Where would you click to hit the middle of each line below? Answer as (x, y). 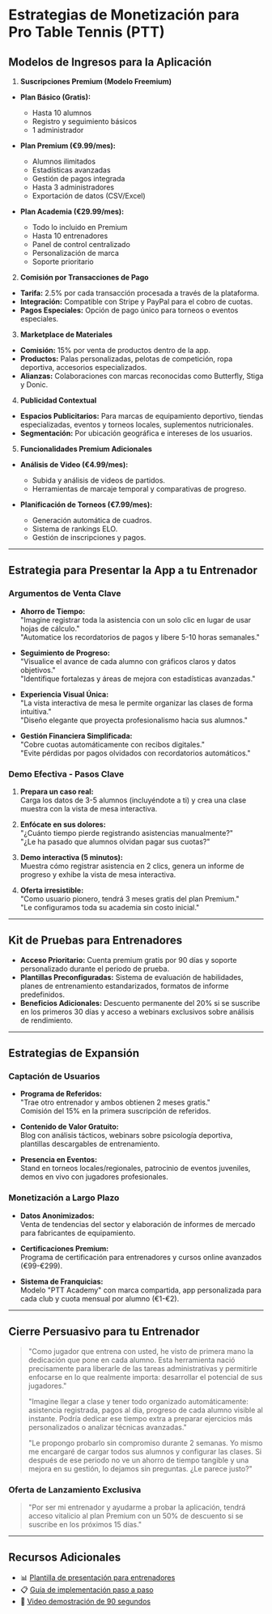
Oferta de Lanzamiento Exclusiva (75, 1489)
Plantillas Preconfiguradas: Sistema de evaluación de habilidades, (132, 977)
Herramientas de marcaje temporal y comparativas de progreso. (139, 489)
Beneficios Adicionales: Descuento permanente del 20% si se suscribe (140, 1003)
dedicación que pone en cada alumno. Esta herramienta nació (132, 1360)
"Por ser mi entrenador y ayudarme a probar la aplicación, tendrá (137, 1507)
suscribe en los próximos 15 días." (85, 1524)
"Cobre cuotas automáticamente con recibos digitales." (112, 744)
